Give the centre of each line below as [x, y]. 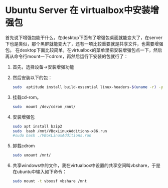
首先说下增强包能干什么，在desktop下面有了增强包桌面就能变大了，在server [84, 37]
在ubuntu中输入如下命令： [40, 172]
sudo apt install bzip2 [37, 126]
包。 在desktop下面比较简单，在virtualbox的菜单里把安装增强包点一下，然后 [84, 50]
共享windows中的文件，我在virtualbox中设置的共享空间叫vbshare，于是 [86, 165]
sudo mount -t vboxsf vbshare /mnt [50, 181]
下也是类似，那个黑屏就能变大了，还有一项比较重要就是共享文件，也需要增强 [84, 43]
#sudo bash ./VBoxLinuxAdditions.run [52, 135]
